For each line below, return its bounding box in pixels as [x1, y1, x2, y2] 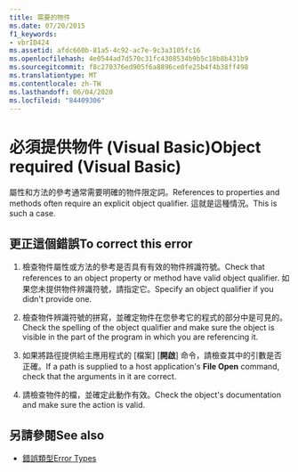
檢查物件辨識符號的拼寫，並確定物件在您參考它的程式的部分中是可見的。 [21, 313, 287, 323]
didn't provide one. [21, 294, 92, 305]
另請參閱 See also [9, 427, 105, 443]
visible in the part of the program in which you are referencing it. [21, 331, 259, 343]
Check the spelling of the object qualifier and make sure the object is [21, 322, 275, 333]
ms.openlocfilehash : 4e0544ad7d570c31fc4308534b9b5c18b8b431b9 [9, 54, 249, 63]
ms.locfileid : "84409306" [9, 95, 105, 105]
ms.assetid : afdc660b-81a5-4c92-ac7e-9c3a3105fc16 [9, 46, 201, 55]
